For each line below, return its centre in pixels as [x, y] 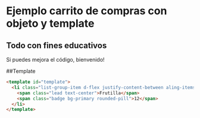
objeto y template [50, 23]
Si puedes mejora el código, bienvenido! [56, 60]
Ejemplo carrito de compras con [87, 11]
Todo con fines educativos [57, 45]
